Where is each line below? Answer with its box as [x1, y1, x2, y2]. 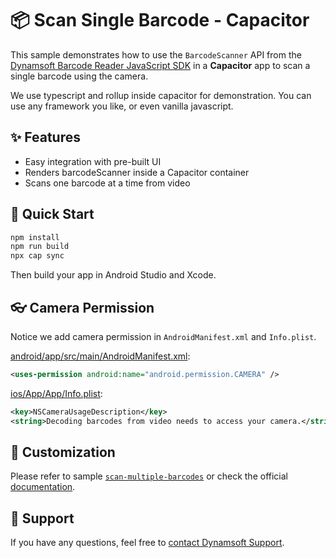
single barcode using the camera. [10, 70, 149, 82]
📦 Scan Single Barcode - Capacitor [10, 9, 310, 32]
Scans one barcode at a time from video [24, 177, 191, 189]
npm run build [10, 242, 70, 252]
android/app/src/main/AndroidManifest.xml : [10, 350, 191, 362]
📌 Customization [10, 444, 116, 461]
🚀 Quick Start [10, 206, 95, 223]
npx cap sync [10, 251, 65, 261]
